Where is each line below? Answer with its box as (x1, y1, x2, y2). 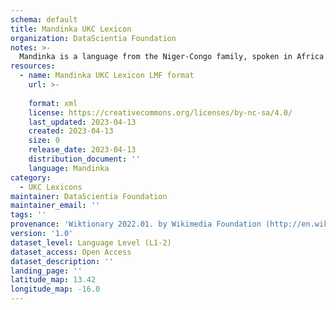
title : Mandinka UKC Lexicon (10, 24, 132, 34)
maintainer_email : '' (10, 201, 101, 211)
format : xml (28, 98, 78, 108)
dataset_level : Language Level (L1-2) (10, 237, 172, 248)
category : (10, 172, 52, 183)
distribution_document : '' (28, 154, 141, 164)
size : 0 (28, 136, 60, 146)
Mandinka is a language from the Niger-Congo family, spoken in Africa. (19, 52, 329, 62)
